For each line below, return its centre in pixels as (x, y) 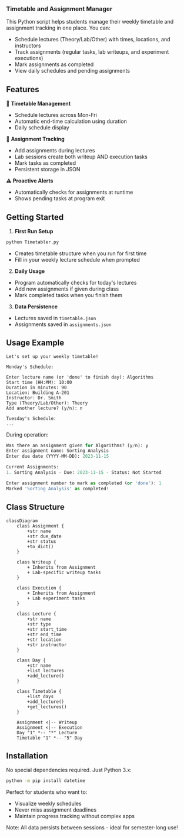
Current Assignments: (33, 467)
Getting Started (35, 217)
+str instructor (47, 645)
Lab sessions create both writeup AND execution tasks (81, 157)
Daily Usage (30, 271)
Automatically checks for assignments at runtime (74, 192)
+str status (42, 541)
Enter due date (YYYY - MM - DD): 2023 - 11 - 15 (58, 457)
